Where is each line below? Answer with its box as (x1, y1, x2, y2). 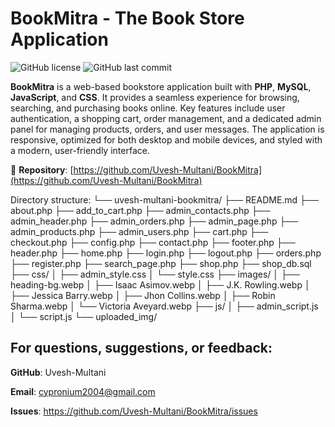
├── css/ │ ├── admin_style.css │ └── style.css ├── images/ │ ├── (10, 268, 300, 280)
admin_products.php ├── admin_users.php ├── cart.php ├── (10, 225, 269, 237)
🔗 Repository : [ (10, 163, 74, 176)
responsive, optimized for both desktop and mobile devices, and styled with (10, 133, 323, 146)
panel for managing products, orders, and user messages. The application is (10, 123, 325, 135)
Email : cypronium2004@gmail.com (10, 385, 156, 397)
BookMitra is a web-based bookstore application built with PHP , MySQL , (10, 80, 312, 92)
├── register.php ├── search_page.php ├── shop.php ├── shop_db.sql (10, 257, 312, 269)
